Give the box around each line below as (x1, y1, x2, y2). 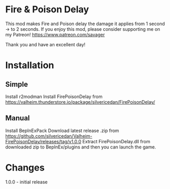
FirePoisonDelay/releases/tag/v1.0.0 (5, 138, 82, 144)
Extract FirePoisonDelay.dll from (82, 138, 150, 144)
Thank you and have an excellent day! (5, 41, 86, 47)
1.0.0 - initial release (5, 179, 48, 185)
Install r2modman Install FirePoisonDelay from (5, 93, 103, 100)
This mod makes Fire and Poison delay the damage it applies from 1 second (5, 21, 165, 27)
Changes (5, 162, 45, 173)
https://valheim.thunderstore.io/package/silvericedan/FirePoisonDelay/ (5, 99, 156, 105)
